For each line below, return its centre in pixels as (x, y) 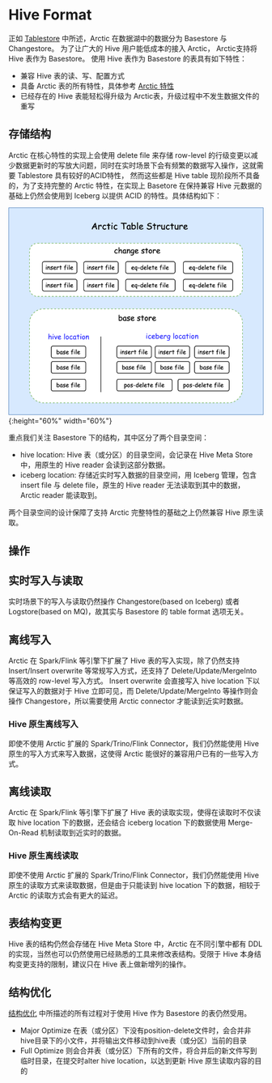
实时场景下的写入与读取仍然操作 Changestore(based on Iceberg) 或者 (124, 601)
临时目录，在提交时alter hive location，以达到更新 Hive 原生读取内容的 (137, 1061)
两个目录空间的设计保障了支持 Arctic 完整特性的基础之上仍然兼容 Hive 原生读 (136, 512)
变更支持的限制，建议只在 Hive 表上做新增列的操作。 (103, 964)
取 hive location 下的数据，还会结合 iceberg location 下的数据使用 (117, 822)
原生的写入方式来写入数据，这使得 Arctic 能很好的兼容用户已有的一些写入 (130, 754)
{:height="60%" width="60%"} (60, 421)
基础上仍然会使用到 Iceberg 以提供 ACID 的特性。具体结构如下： (115, 195)
